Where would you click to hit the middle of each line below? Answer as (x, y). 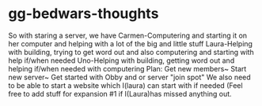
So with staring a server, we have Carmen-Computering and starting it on (128, 35)
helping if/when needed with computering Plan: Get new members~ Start (127, 68)
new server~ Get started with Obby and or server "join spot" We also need (129, 77)
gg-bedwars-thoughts (84, 14)
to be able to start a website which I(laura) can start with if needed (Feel (125, 85)
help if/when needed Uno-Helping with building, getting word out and (122, 60)
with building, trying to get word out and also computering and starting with (131, 52)
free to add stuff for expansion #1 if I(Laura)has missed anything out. (120, 93)
